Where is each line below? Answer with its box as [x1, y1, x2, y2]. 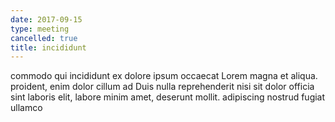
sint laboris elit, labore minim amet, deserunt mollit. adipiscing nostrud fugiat [10, 91, 326, 103]
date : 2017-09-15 [10, 14, 83, 25]
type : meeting [10, 24, 70, 34]
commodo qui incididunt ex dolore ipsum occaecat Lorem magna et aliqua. [10, 70, 318, 82]
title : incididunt [10, 42, 87, 53]
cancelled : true [10, 33, 78, 43]
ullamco [10, 102, 43, 114]
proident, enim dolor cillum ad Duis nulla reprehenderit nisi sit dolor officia [10, 81, 315, 93]
